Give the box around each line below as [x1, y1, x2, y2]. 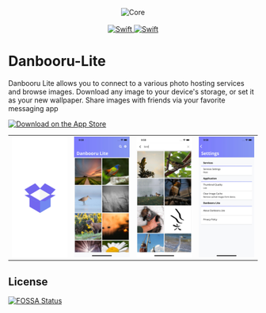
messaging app [8, 103, 59, 113]
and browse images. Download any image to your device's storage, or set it [8, 87, 255, 96]
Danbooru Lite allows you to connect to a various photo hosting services [8, 78, 245, 87]
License [8, 275, 48, 288]
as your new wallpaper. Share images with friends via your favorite [8, 95, 226, 105]
